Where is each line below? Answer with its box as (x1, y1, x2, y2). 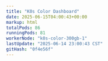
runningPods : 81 (6, 30, 46, 36)
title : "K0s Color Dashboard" (6, 8, 80, 15)
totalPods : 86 (6, 24, 41, 31)
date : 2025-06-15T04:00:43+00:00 (6, 14, 88, 20)
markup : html (6, 19, 38, 25)
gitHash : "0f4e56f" (6, 46, 54, 52)
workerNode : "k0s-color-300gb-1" (6, 35, 88, 41)
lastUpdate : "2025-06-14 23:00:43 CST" (6, 41, 103, 47)
